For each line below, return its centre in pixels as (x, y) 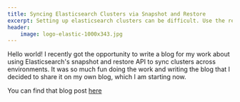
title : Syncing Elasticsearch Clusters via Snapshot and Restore (106, 14)
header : (19, 27)
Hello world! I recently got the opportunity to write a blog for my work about (119, 54)
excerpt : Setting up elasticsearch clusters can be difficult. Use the (116, 21)
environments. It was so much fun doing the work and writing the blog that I (119, 69)
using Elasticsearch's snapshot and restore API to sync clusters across (112, 62)
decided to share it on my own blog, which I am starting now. (97, 77)
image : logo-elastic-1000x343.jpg (71, 34)
